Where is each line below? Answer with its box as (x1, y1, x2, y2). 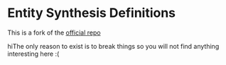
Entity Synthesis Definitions (7, 5, 176, 21)
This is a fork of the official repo (7, 28, 101, 37)
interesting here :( (7, 49, 60, 58)
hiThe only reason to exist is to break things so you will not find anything (7, 42, 220, 50)
